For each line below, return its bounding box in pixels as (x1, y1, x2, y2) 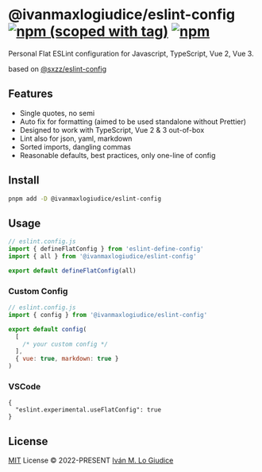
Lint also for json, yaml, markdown (19, 133, 133, 143)
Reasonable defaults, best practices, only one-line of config (19, 150, 216, 160)
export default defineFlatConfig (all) (8, 266, 137, 275)
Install (8, 173, 40, 188)
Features (8, 87, 53, 101)
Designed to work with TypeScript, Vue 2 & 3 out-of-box (19, 125, 205, 134)
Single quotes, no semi (19, 108, 95, 118)
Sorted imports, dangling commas (19, 141, 131, 152)
